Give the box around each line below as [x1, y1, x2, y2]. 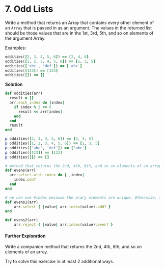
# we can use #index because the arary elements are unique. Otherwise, [5, 195, 157, 200]
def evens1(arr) [5, 200, 38, 205]
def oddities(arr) [5, 91, 43, 96]
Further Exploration [5, 233, 46, 239]
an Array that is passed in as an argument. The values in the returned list [5, 25, 152, 30]
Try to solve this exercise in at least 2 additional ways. [5, 259, 114, 265]
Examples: [5, 45, 26, 51]
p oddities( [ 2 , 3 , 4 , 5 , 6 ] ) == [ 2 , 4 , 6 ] [5, 136, 93, 141]
